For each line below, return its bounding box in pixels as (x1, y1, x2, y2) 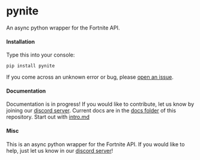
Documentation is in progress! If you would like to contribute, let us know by (6, 100, 195, 108)
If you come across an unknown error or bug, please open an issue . (6, 73, 174, 81)
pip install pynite (6, 63, 55, 69)
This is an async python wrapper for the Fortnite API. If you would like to (6, 140, 185, 148)
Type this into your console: (6, 51, 75, 58)
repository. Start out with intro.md (6, 113, 90, 121)
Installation (6, 38, 35, 45)
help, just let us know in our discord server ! (6, 147, 114, 154)
